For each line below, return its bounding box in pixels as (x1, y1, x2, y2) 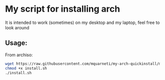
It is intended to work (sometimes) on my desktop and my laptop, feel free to (5, 20, 160, 25)
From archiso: (5, 52, 33, 58)
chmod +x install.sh (5, 66, 48, 71)
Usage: (5, 39, 28, 47)
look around (5, 24, 29, 30)
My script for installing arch (5, 3, 120, 15)
